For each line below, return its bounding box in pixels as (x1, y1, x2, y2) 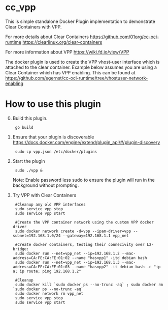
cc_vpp (5, 2, 37, 13)
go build (15, 125, 34, 130)
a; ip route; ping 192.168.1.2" (12, 269, 81, 274)
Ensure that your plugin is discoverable (12, 134, 94, 140)
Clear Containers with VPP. (5, 23, 62, 30)
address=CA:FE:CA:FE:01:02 (12, 255, 70, 261)
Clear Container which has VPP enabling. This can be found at (5, 69, 136, 75)
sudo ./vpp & (15, 167, 43, 173)
